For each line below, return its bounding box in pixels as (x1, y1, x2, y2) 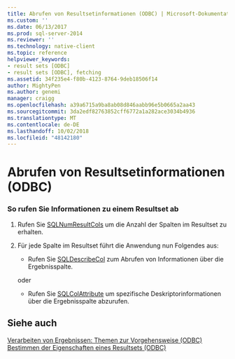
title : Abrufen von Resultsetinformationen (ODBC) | (7, 10, 164, 18)
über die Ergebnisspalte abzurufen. (27, 297, 129, 305)
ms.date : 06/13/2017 (7, 23, 68, 30)
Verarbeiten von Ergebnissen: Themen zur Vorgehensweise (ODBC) (7, 336, 203, 344)
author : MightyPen (7, 82, 61, 89)
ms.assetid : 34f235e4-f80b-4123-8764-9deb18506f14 (7, 75, 158, 83)
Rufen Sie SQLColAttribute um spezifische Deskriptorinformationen (27, 289, 222, 298)
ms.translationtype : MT (7, 114, 77, 121)
